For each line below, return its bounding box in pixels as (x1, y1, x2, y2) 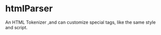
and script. (5, 24, 28, 30)
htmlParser (5, 3, 53, 14)
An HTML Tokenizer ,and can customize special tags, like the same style (5, 19, 156, 25)
